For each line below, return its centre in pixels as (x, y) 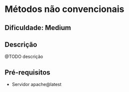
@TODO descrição (24, 56)
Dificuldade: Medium (38, 28)
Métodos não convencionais (64, 9)
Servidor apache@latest (37, 84)
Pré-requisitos (28, 72)
